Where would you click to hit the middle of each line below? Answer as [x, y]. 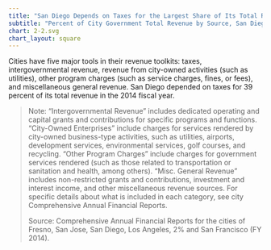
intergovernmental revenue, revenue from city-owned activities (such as [128, 70]
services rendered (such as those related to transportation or [129, 163]
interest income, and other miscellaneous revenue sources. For [133, 188]
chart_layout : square [45, 38]
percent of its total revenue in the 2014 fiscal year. [92, 96]
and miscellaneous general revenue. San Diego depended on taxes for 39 [131, 87]
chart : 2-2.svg [34, 31]
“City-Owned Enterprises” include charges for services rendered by [141, 128]
